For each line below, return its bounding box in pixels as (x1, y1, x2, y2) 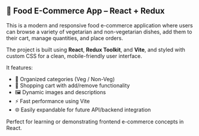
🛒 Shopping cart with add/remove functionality (14, 82, 130, 89)
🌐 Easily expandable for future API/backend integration (14, 106, 151, 113)
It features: (6, 64, 33, 71)
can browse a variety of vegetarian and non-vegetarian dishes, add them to (6, 28, 192, 35)
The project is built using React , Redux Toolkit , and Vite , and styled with (6, 46, 185, 53)
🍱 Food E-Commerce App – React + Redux (6, 6, 165, 16)
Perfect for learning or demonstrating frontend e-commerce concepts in (6, 118, 184, 125)
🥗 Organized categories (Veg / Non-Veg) (14, 75, 115, 82)
